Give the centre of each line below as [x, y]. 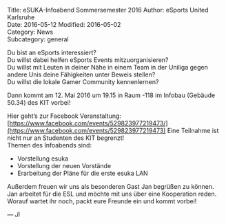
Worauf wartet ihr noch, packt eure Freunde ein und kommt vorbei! [102, 201]
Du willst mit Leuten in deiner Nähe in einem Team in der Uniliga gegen [107, 67]
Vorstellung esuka [43, 159]
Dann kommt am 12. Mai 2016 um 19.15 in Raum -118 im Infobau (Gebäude [111, 95]
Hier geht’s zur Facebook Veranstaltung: [64, 116]
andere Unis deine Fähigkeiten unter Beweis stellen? [81, 74]
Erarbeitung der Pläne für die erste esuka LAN [82, 173]
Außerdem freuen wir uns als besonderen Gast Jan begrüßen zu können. [111, 186]
